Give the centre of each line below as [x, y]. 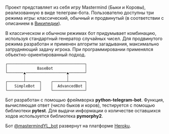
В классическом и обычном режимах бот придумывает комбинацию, [81, 33]
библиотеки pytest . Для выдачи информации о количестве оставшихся [83, 110]
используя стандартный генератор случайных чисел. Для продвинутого [84, 38]
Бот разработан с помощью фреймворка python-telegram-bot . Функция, [85, 100]
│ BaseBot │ [46, 68]
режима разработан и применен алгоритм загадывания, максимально [82, 44]
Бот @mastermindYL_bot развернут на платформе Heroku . [68, 126]
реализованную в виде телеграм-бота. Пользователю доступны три [80, 13]
